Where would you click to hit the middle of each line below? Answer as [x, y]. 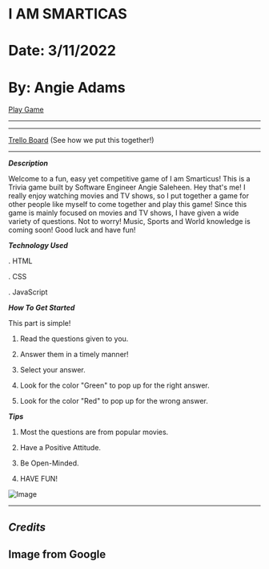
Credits [27, 527]
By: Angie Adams [67, 87]
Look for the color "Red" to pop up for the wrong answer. [114, 401]
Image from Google [57, 555]
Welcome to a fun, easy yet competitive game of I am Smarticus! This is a [129, 179]
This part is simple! [40, 323]
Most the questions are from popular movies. [94, 432]
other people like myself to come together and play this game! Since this [128, 205]
